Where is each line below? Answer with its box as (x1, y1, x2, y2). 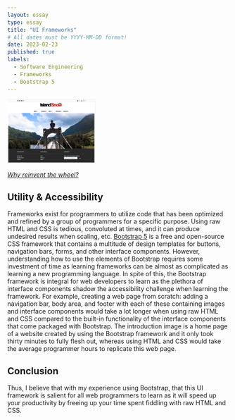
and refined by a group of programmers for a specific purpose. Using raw (7, 217, 221, 226)
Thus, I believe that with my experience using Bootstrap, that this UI (7, 384, 203, 392)
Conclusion (7, 365, 59, 377)
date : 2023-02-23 (7, 41, 58, 49)
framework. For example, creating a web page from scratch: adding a (7, 292, 209, 301)
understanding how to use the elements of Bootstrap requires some (7, 254, 203, 264)
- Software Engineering (13, 63, 83, 70)
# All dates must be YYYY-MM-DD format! (7, 34, 128, 41)
